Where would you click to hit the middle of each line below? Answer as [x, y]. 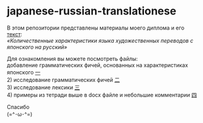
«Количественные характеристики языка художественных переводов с [100, 40]
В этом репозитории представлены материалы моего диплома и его [96, 28]
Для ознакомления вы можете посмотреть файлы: [72, 58]
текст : [15, 34]
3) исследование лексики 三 [43, 87]
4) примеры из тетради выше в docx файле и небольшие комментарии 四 [102, 95]
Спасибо [18, 107]
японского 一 [24, 72]
